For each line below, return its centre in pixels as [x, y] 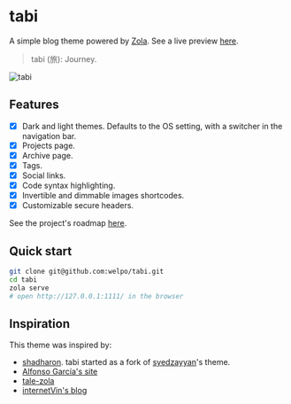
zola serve [29, 288]
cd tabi [23, 280]
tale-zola [38, 381]
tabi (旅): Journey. [64, 58]
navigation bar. [49, 136]
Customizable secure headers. [78, 206]
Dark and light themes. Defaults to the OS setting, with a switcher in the [152, 126]
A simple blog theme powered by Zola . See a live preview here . [124, 41]
